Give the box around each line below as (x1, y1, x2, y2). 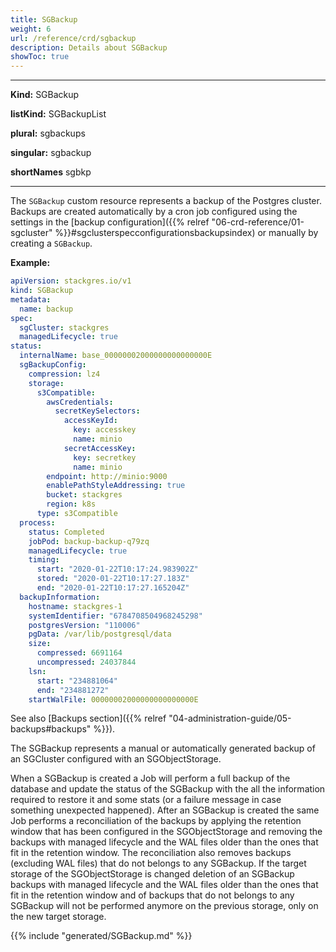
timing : (28, 555, 60, 565)
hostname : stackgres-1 (28, 601, 123, 611)
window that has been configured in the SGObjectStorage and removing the (10, 826, 323, 838)
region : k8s (46, 499, 97, 510)
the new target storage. (10, 911, 107, 923)
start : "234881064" (36, 676, 118, 686)
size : (28, 639, 52, 649)
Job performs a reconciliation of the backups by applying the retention (10, 815, 302, 827)
